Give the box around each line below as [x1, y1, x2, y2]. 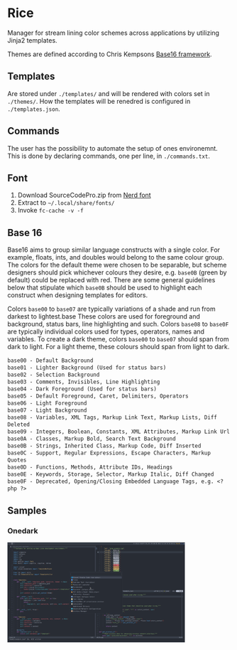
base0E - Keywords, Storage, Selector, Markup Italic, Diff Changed [7, 471, 214, 478]
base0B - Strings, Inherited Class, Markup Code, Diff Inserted [7, 442, 202, 449]
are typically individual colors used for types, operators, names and [7, 327, 204, 336]
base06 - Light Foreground [7, 400, 87, 407]
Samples [7, 504, 48, 516]
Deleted [7, 421, 31, 428]
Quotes [7, 457, 27, 464]
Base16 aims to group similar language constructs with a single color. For [7, 245, 221, 254]
